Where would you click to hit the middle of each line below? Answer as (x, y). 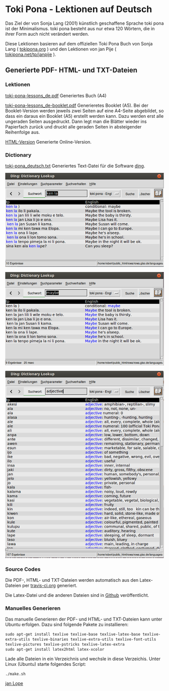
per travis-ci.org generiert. (50, 586)
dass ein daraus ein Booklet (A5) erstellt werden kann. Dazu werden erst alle (84, 116)
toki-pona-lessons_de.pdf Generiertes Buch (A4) (56, 95)
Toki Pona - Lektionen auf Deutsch (79, 9)
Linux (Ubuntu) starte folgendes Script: (46, 664)
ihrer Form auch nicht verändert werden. (47, 34)
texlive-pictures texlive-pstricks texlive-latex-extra (65, 645)
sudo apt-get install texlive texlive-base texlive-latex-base (73, 635)
